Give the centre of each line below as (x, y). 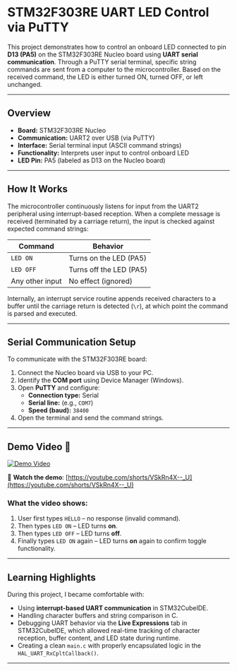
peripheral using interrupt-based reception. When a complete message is (114, 213)
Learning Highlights (52, 577)
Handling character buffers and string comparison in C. (98, 616)
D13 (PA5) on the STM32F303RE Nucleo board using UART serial (103, 54)
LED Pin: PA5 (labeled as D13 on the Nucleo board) (91, 160)
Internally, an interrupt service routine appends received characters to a (112, 298)
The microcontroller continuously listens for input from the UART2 (103, 206)
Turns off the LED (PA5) (108, 269)
